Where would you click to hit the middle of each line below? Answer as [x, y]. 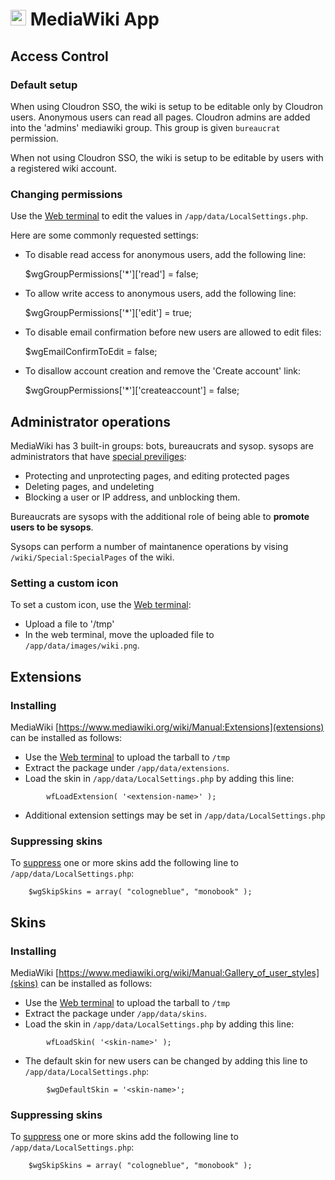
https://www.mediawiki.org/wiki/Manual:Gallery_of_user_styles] [189, 972]
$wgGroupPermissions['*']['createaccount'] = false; [132, 390]
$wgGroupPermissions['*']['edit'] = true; [108, 313]
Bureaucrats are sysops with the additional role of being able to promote [160, 516]
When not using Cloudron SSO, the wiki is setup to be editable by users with [167, 157]
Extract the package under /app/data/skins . [116, 1013]
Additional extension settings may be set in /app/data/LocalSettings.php [175, 815]
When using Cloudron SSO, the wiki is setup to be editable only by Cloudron [167, 106]
